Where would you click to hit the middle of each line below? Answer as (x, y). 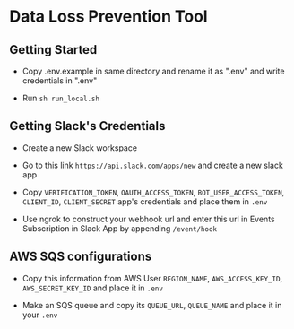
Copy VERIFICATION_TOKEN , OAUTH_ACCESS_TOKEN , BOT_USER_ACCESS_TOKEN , (153, 192)
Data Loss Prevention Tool (108, 17)
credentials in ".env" (60, 81)
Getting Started (53, 50)
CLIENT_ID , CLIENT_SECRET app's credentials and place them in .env (145, 201)
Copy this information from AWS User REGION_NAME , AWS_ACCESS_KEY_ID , (152, 278)
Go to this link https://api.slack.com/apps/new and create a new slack (153, 165)
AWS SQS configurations (81, 257)
